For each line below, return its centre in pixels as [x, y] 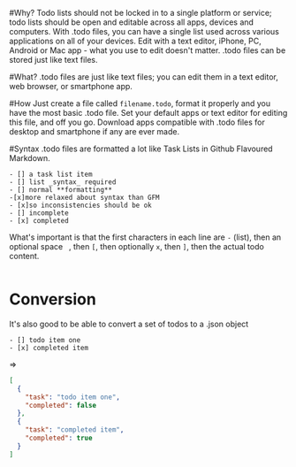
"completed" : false [61, 405]
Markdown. [30, 158]
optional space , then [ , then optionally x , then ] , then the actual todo [137, 246]
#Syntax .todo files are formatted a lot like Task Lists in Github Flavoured [141, 149]
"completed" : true [59, 438]
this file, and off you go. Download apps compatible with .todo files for [137, 122]
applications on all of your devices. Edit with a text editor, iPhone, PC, [136, 41]
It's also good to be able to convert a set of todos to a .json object [129, 324]
